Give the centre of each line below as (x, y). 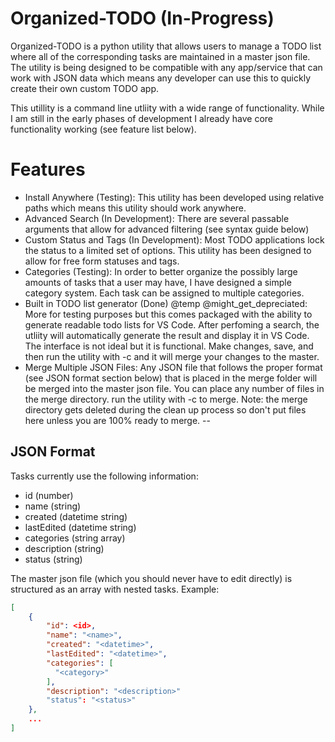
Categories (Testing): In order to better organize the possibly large (161, 271)
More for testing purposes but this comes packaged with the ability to (168, 314)
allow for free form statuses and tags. (102, 261)
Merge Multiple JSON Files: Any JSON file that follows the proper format (173, 367)
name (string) (53, 506)
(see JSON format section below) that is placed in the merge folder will (171, 378)
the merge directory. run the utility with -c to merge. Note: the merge (166, 399)
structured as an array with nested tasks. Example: (115, 589)
